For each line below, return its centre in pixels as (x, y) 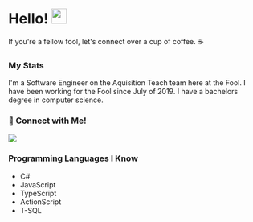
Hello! (29, 19)
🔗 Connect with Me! (47, 121)
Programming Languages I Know (73, 158)
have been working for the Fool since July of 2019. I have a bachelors (123, 92)
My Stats (26, 65)
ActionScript (41, 202)
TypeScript (38, 193)
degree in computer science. (56, 100)
